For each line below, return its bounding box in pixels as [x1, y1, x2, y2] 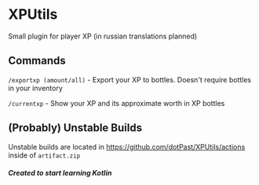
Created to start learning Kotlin [8, 169, 112, 178]
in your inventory [8, 83, 63, 92]
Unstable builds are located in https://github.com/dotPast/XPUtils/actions [8, 142, 246, 151]
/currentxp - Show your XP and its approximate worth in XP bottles [8, 98, 225, 107]
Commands [8, 54, 67, 67]
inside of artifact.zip [8, 151, 81, 160]
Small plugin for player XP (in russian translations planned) [8, 31, 198, 41]
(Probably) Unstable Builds [8, 122, 143, 135]
